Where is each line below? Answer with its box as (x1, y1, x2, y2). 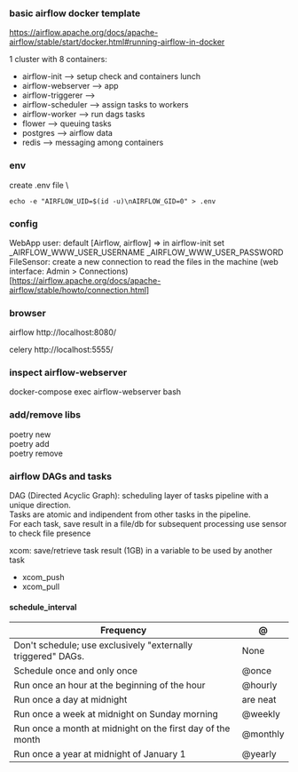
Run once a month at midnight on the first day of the (13, 722, 231, 735)
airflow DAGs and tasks (9, 470, 113, 482)
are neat (241, 694, 277, 706)
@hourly (241, 679, 278, 691)
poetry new (9, 429, 51, 440)
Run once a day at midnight (13, 694, 128, 706)
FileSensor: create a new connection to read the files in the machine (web (9, 256, 279, 267)
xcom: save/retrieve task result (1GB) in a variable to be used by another (9, 545, 273, 556)
